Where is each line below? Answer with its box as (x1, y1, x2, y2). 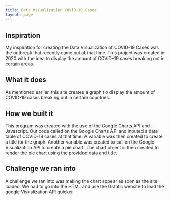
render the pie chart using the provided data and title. (5, 150, 118, 156)
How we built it (5, 109, 53, 118)
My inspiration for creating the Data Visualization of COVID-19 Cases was (5, 44, 159, 51)
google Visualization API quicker (5, 189, 73, 195)
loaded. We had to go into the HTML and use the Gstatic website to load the (5, 183, 164, 189)
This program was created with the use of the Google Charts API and (5, 123, 150, 129)
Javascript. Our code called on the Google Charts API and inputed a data (5, 128, 158, 134)
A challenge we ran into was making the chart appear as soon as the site (5, 178, 158, 184)
